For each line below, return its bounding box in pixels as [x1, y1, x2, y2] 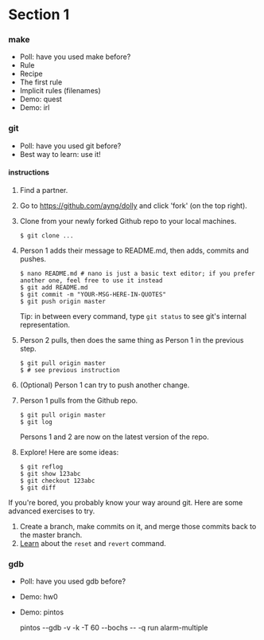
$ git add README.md [19, 283, 88, 292]
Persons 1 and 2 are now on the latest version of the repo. [19, 432, 209, 442]
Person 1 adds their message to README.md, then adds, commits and [19, 245, 249, 255]
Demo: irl [19, 103, 50, 112]
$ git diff [19, 484, 56, 492]
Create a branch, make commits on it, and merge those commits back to [19, 521, 257, 531]
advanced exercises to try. [8, 506, 95, 516]
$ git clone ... [19, 231, 74, 240]
